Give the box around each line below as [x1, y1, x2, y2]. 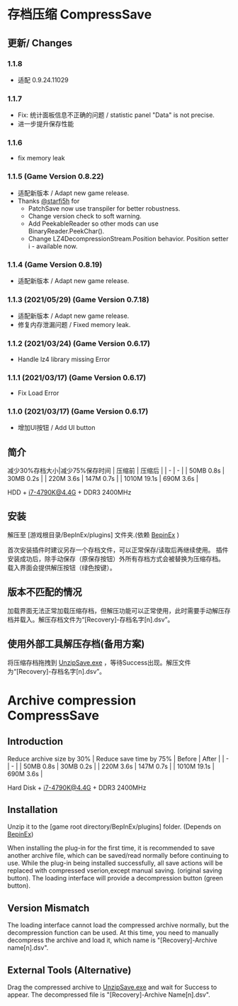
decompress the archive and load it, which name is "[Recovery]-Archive [7, 936, 217, 944]
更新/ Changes [7, 37, 73, 49]
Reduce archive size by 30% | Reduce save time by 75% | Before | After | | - [7, 754, 229, 763]
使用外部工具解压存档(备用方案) [7, 638, 145, 650]
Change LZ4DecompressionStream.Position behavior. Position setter [28, 234, 229, 243]
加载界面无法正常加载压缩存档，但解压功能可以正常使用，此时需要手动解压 [7, 606, 225, 614]
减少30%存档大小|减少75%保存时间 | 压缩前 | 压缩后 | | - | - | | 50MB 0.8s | [7, 466, 225, 475]
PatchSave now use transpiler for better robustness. [28, 204, 181, 213]
